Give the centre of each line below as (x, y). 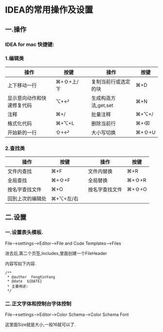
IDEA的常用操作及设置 (49, 10)
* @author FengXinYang (31, 277)
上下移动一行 (22, 85)
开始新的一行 (22, 132)
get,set (105, 105)
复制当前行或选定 (111, 81)
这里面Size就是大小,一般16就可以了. (41, 325)
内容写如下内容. (21, 263)
